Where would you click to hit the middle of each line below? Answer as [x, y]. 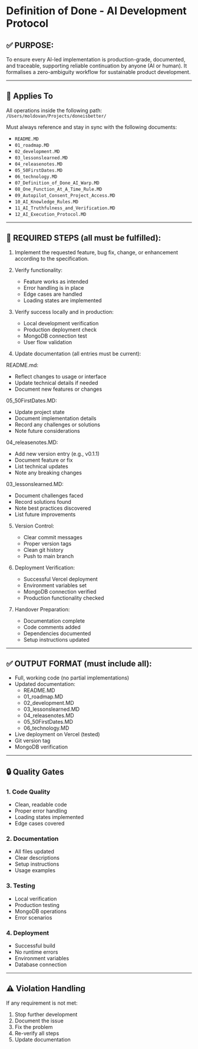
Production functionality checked [64, 598]
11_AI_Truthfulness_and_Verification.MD [65, 208]
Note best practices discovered [53, 508]
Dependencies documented [57, 633]
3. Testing [21, 886]
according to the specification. [52, 258]
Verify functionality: [39, 270]
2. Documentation [32, 839]
